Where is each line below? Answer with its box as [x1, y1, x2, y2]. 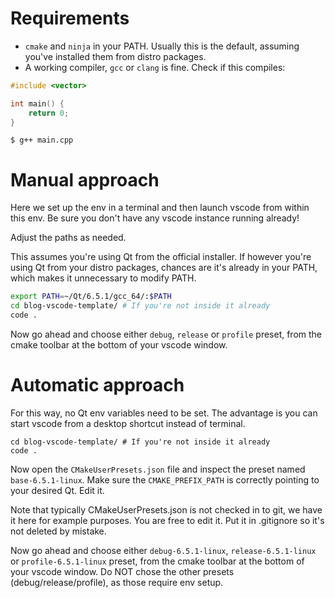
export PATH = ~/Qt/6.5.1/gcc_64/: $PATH [10, 292, 172, 302]
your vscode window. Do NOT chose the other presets [10, 565, 235, 577]
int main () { [10, 98, 65, 109]
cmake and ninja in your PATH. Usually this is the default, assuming [24, 40, 300, 52]
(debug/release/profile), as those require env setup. [10, 576, 224, 588]
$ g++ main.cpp [10, 135, 74, 146]
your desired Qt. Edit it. [10, 484, 105, 496]
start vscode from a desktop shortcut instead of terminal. [10, 417, 246, 429]
